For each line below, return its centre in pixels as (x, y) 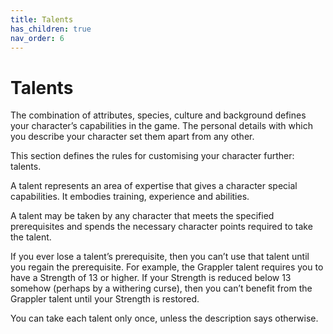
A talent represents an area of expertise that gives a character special (154, 186)
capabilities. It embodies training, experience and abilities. (130, 197)
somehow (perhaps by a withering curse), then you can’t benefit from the (161, 288)
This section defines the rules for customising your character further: (152, 156)
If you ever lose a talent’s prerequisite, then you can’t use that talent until (160, 257)
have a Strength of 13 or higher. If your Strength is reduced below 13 (151, 278)
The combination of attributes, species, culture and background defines (158, 115)
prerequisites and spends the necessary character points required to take (161, 227)
